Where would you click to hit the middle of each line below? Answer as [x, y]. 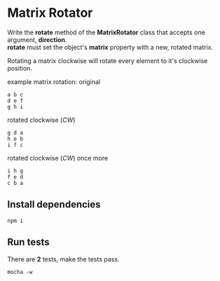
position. [20, 68]
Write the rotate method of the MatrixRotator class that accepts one [106, 32]
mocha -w [20, 272]
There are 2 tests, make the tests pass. [63, 259]
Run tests [28, 242]
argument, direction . [37, 39]
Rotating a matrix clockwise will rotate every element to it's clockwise [108, 60]
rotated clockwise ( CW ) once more [58, 158]
